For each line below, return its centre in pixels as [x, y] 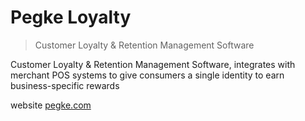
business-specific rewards [65, 85]
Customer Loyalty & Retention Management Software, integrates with [153, 64]
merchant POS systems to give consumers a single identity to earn [147, 75]
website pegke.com [51, 105]
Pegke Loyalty [71, 17]
